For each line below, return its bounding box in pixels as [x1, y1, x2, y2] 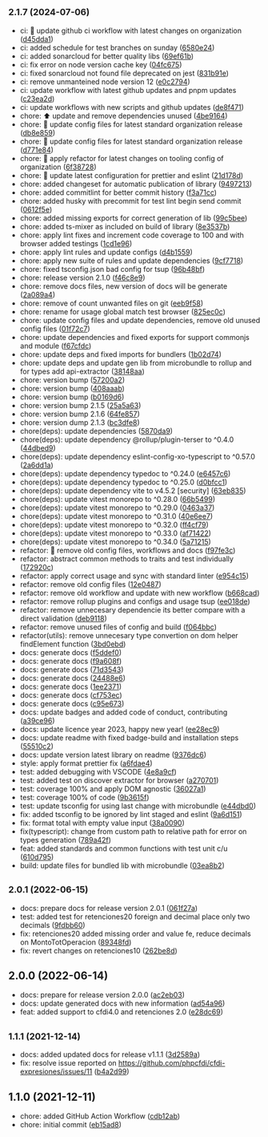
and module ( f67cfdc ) [19, 341, 92, 350]
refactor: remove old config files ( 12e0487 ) [19, 579, 162, 589]
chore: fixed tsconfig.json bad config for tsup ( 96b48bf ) [19, 264, 206, 273]
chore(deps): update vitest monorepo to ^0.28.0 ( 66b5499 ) [19, 494, 216, 504]
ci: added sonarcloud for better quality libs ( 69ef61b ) [19, 51, 194, 61]
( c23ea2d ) [19, 94, 55, 103]
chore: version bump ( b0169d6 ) [19, 392, 125, 402]
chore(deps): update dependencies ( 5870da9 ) [19, 426, 174, 435]
